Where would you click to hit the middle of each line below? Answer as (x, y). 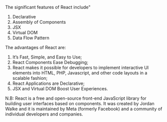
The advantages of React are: (36, 47)
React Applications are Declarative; (48, 83)
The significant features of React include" (48, 7)
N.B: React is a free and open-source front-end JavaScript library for (76, 98)
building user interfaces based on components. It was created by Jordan (80, 103)
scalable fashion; (30, 78)
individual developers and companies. (44, 114)
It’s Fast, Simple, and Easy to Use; (47, 57)
